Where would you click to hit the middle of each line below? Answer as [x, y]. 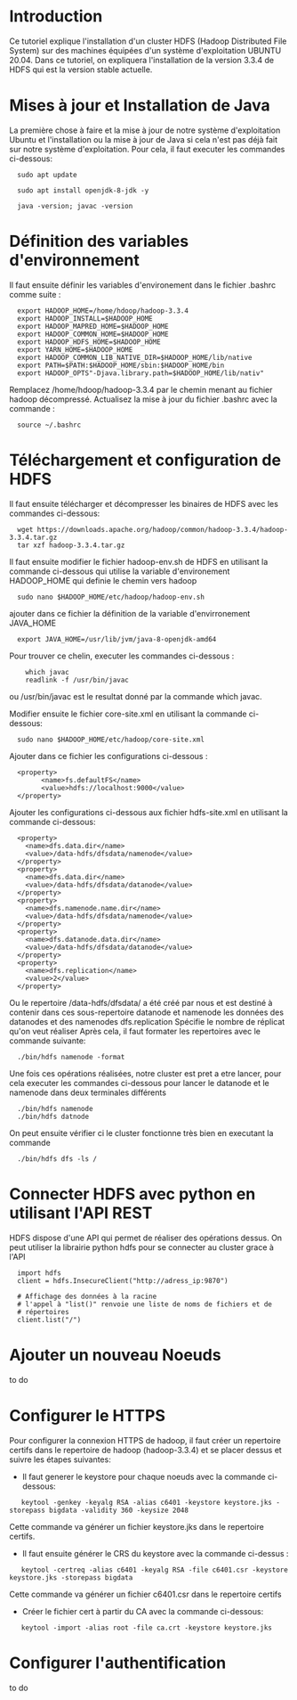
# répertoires [43, 1312]
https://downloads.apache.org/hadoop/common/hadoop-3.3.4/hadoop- [163, 529]
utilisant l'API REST [81, 1213]
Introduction [56, 16]
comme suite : [35, 294]
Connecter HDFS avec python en [132, 1193]
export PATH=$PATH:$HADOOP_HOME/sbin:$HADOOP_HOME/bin [121, 365]
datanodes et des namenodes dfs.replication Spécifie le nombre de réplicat [147, 1021]
